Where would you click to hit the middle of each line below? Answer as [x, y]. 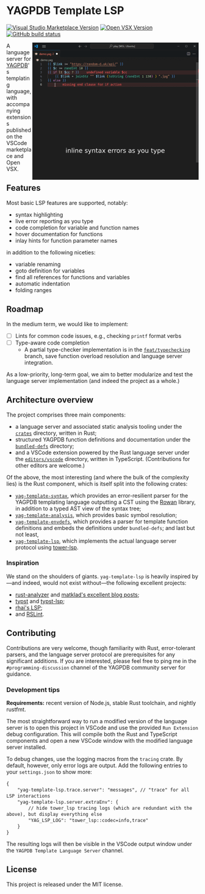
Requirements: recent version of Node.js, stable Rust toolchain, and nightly [101, 703]
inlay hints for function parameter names [66, 240]
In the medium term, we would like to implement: [67, 324]
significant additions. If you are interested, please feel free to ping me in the [101, 661]
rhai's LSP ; [29, 607]
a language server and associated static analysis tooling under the [99, 426]
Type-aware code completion [52, 343]
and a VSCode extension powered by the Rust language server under [102, 452]
